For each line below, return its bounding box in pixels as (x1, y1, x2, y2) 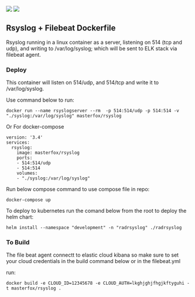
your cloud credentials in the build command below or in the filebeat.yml (6, 258, 180, 265)
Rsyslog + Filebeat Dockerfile (6, 23, 116, 33)
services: (6, 140, 30, 146)
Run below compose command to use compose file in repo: (6, 186, 150, 193)
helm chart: (6, 213, 34, 220)
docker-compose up (6, 197, 51, 203)
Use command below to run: (6, 96, 74, 103)
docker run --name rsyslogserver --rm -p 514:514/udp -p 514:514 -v (6, 108, 180, 114)
